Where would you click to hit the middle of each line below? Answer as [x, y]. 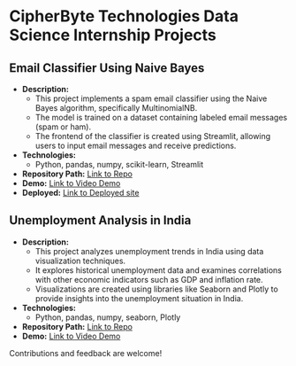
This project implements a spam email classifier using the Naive [151, 98]
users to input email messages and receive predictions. [136, 145]
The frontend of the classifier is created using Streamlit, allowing [153, 136]
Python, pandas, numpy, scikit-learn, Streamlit [119, 164]
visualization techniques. [80, 261]
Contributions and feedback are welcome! [86, 353]
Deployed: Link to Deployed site [80, 193]
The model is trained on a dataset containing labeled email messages [161, 117]
